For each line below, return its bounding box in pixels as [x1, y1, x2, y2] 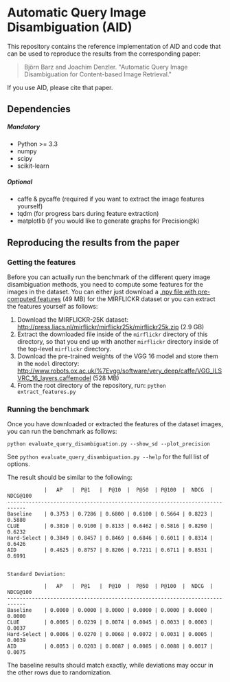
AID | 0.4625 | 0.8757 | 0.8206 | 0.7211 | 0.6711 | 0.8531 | [7, 547, 214, 554]
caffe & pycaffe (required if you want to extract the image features [16, 195, 205, 203]
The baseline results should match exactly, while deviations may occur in [7, 661, 214, 670]
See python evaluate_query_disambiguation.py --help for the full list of [7, 452, 209, 461]
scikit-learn [16, 162, 49, 170]
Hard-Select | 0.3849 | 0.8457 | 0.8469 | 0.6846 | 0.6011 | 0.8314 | [7, 535, 214, 542]
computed [7, 294, 36, 303]
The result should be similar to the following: [7, 473, 133, 482]
